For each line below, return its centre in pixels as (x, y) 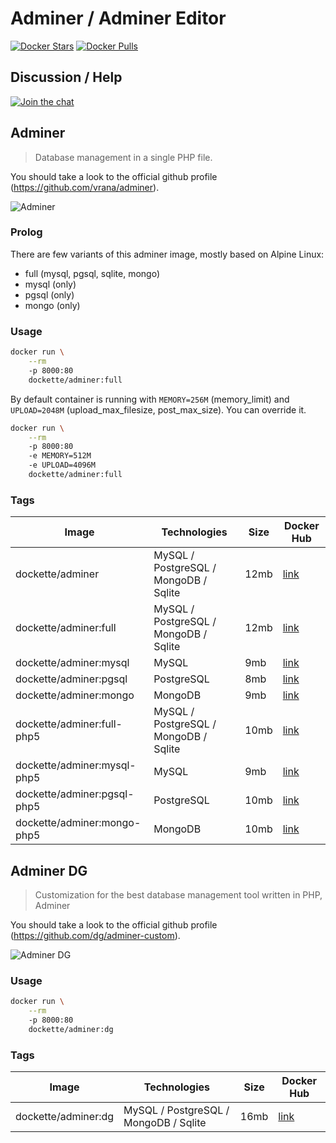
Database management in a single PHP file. (123, 157)
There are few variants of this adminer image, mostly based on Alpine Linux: (167, 254)
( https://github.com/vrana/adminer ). (85, 187)
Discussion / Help (66, 77)
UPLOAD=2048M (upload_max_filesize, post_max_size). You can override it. (158, 409)
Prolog (26, 232)
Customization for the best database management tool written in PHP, (178, 895)
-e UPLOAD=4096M (62, 465)
